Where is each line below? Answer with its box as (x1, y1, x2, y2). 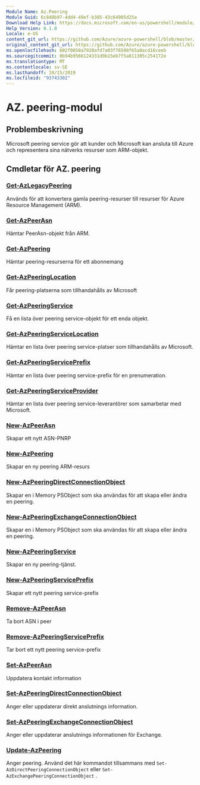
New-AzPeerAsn (6, 421, 55, 429)
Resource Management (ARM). (6, 201, 82, 208)
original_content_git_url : (6, 42, 73, 48)
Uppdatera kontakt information (6, 674, 82, 681)
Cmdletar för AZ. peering (6, 164, 101, 174)
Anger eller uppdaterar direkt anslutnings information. (6, 703, 138, 710)
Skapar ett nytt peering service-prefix (6, 589, 99, 596)
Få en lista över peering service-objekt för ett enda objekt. (6, 315, 149, 322)
